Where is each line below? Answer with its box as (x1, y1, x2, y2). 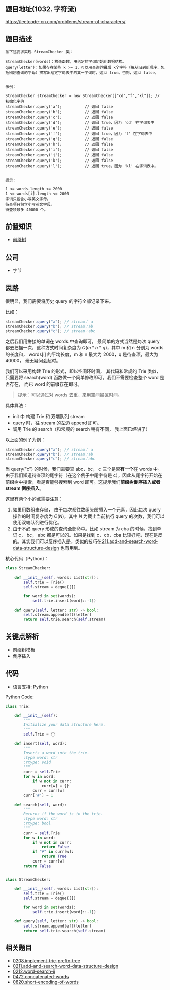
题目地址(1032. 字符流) (5, 5, 77, 14)
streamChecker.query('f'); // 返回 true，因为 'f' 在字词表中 (5, 131, 152, 136)
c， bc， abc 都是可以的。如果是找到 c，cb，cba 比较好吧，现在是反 (18, 532, 163, 538)
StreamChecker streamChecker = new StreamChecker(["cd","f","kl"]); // (5, 93, 160, 98)
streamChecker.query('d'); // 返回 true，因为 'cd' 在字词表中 (5, 120, 155, 125)
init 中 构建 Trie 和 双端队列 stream (12, 413, 85, 419)
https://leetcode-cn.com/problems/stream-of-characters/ (5, 18, 126, 24)
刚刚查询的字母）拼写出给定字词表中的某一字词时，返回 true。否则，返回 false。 (9, 70, 159, 75)
